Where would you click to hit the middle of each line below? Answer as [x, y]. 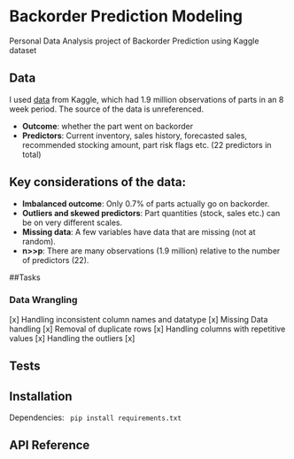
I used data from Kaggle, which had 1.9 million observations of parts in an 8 [147, 99]
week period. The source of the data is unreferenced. [107, 109]
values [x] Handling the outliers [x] [72, 338]
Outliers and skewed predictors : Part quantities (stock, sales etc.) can [151, 213]
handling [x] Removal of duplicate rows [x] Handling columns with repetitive [147, 329]
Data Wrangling [43, 300]
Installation [41, 396]
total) [31, 154]
